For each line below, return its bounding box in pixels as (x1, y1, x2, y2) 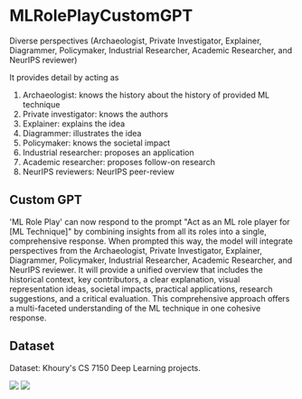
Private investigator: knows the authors (22, 108, 169, 119)
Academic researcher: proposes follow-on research (22, 156, 215, 167)
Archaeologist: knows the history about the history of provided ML (22, 89, 270, 100)
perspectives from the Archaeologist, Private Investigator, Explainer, (9, 245, 262, 255)
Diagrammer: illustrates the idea (22, 127, 142, 138)
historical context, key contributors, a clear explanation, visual (9, 274, 241, 284)
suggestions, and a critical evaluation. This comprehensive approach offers (9, 292, 290, 303)
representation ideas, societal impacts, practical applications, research (9, 283, 273, 294)
